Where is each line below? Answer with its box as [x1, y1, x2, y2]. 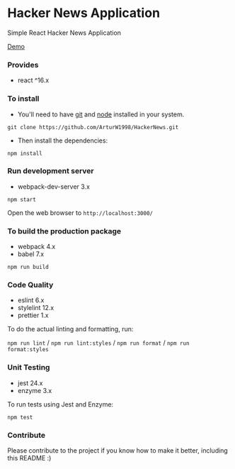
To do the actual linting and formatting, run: [7, 325, 134, 333]
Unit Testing [7, 363, 50, 373]
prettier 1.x [17, 311, 49, 320]
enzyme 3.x [17, 386, 52, 394]
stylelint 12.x [17, 304, 55, 312]
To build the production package [7, 226, 122, 236]
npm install [7, 150, 42, 157]
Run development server [7, 166, 94, 176]
